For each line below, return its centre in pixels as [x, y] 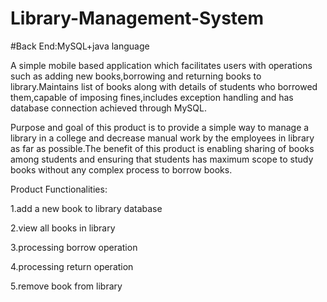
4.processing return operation [72, 266]
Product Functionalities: [59, 189]
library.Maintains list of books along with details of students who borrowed [164, 86]
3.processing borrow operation [74, 247]
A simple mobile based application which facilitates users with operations [161, 65]
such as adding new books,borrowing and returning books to [136, 76]
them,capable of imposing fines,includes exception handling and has [152, 97]
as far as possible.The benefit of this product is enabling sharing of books [162, 148]
